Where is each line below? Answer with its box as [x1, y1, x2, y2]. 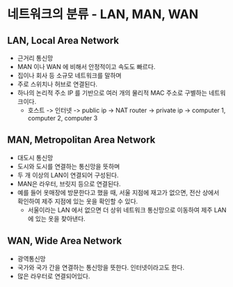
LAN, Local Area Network [7, 34, 120, 46]
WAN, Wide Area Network [7, 235, 122, 247]
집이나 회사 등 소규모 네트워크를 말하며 [17, 71, 122, 79]
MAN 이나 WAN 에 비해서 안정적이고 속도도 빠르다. [17, 63, 156, 70]
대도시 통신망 [17, 153, 54, 162]
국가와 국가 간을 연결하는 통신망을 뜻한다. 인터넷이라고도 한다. [17, 263, 185, 272]
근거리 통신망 [17, 54, 54, 62]
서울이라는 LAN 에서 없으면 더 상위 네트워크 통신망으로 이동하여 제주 [27, 205, 213, 214]
